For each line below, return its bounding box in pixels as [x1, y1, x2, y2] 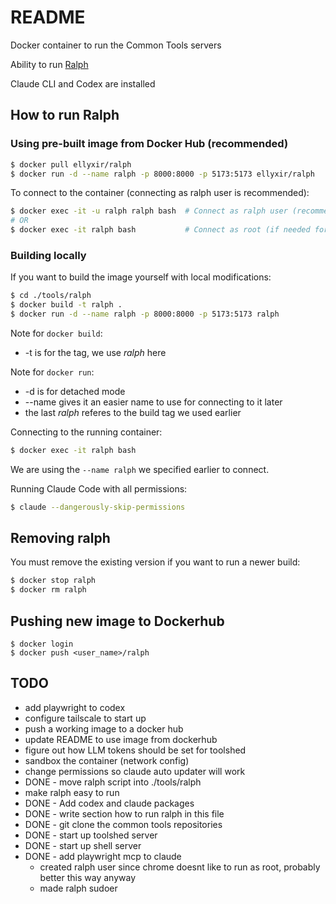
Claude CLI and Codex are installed [10, 77, 156, 90]
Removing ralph [10, 530, 111, 547]
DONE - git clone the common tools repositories [24, 818, 223, 830]
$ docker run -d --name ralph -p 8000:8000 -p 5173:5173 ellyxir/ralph [10, 169, 315, 179]
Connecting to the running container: [10, 426, 163, 438]
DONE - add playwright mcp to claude [24, 850, 182, 862]
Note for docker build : [10, 327, 103, 339]
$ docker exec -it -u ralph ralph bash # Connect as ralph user [10, 206, 288, 216]
